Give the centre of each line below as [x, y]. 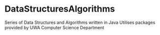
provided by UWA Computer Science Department [54, 27]
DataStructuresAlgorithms [60, 9]
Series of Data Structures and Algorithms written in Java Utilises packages [80, 22]
